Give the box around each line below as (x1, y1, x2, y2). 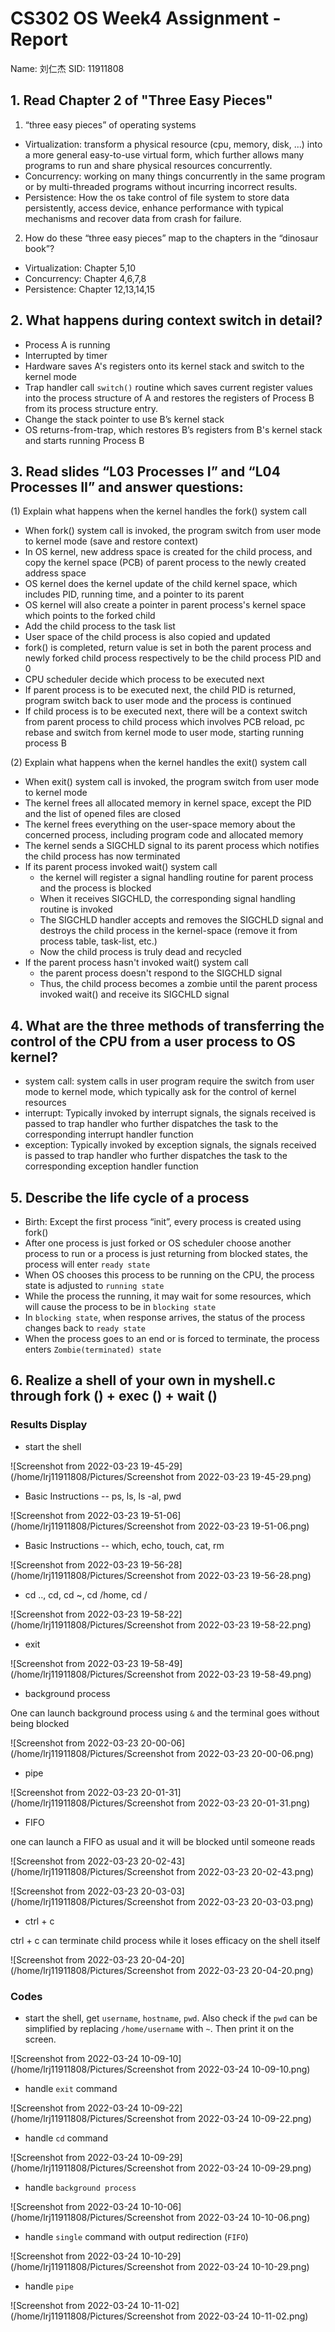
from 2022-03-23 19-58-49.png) (176, 1668, 312, 1680)
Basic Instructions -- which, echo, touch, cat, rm (24, 1539, 225, 1551)
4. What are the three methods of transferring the (10, 1017, 325, 1034)
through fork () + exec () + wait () (10, 1388, 218, 1405)
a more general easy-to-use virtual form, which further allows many (24, 148, 305, 161)
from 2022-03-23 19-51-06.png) (176, 1520, 310, 1532)
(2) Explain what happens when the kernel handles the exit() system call (10, 757, 307, 769)
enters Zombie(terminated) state (24, 1343, 162, 1355)
